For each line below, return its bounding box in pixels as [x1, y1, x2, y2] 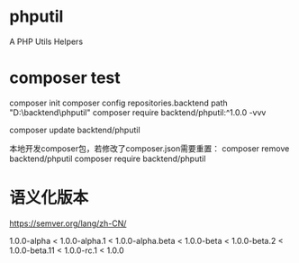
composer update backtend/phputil [9, 124, 141, 135]
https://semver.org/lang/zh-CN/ [9, 218, 127, 229]
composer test [9, 68, 122, 88]
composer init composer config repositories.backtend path [9, 97, 228, 108]
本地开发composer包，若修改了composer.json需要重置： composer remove [9, 142, 290, 154]
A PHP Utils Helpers [9, 36, 84, 47]
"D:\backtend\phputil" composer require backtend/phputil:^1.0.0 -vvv [9, 106, 267, 118]
